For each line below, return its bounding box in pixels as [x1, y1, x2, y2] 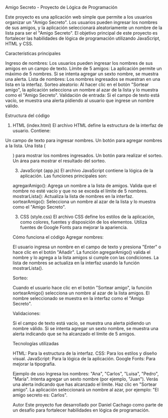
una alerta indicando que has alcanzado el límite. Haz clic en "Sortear [12, 381, 157, 387]
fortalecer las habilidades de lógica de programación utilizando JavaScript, [5, 35, 160, 41]
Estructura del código [5, 113, 50, 119]
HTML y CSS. [5, 41, 33, 47]
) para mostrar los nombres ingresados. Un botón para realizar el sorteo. [12, 153, 163, 158]
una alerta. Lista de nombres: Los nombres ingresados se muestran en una [5, 76, 160, 82]
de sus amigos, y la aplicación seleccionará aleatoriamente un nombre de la [5, 25, 162, 31]
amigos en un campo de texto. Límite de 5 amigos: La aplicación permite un [5, 65, 162, 71]
